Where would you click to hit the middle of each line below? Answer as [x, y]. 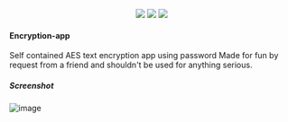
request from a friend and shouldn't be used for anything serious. [131, 65]
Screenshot [32, 85]
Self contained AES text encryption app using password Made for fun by [144, 56]
